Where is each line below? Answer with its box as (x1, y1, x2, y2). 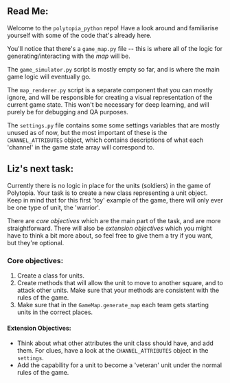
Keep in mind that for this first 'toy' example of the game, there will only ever (7, 196, 223, 204)
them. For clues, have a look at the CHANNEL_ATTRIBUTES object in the (16, 346, 209, 355)
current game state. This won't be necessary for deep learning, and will (7, 100, 209, 109)
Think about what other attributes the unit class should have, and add (16, 339, 214, 347)
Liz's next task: (7, 163, 74, 175)
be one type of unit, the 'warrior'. (7, 203, 101, 211)
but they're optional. (7, 238, 65, 247)
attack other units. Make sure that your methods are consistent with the (16, 286, 220, 294)
